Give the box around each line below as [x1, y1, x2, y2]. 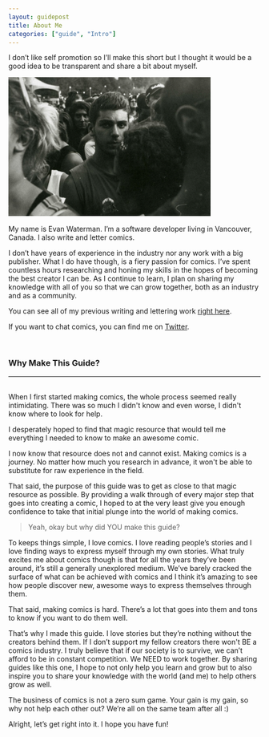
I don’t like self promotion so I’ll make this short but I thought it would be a [8, 53, 252, 63]
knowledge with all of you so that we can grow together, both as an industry [8, 282, 259, 292]
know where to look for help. [8, 409, 102, 419]
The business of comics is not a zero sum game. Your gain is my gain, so [8, 694, 249, 705]
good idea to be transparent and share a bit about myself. [8, 61, 198, 71]
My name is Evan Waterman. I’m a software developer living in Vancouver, [8, 225, 252, 234]
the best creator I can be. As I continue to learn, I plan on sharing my [8, 273, 235, 284]
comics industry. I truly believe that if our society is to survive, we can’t [8, 646, 243, 655]
